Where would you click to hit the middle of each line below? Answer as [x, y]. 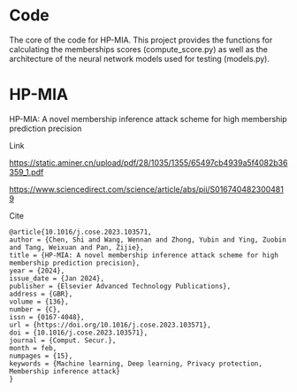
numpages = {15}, [41, 356]
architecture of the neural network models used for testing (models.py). [139, 58]
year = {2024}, [37, 271]
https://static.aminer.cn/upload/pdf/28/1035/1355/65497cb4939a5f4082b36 [148, 162]
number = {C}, [35, 309]
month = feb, [33, 348]
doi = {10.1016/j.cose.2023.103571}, [79, 333]
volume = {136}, [39, 302]
